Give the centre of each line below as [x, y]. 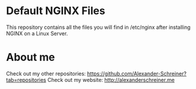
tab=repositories [26, 80]
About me [31, 57]
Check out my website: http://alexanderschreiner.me [111, 80]
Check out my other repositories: [46, 73]
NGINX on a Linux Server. [37, 33]
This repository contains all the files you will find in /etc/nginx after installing [98, 27]
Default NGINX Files [56, 11]
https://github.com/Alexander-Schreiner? [137, 73]
